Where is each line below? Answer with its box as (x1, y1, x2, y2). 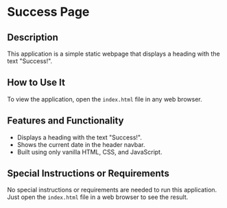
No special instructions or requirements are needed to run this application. (7, 186, 217, 194)
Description (7, 32, 58, 43)
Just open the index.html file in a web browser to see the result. (7, 193, 189, 201)
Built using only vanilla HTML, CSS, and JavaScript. (16, 148, 163, 156)
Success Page (7, 4, 90, 20)
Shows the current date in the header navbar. (16, 140, 145, 148)
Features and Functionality (7, 115, 124, 127)
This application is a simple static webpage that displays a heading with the (7, 49, 221, 58)
